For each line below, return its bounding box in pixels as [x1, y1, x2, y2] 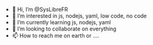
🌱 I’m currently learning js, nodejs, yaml [12, 19, 111, 26]
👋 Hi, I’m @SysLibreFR [12, 6, 69, 13]
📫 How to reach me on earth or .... [12, 32, 100, 39]
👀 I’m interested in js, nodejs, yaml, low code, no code [12, 12, 147, 19]
